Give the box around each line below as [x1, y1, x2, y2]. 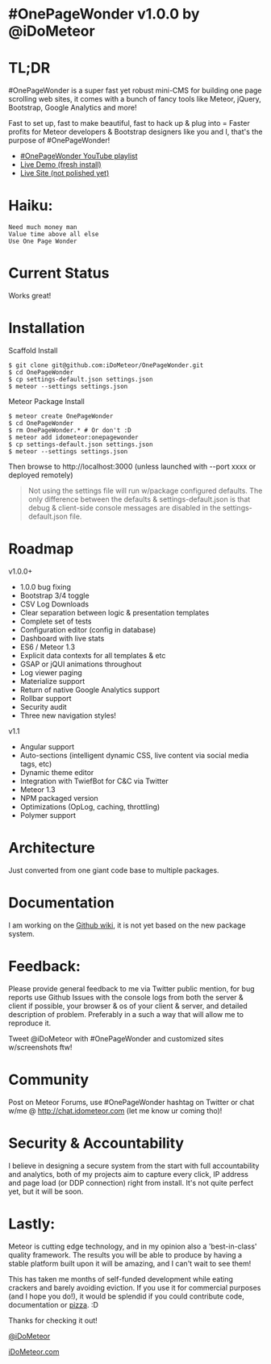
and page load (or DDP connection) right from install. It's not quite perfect [8, 1178, 254, 1187]
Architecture [8, 839, 95, 857]
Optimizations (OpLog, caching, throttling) [19, 802, 161, 811]
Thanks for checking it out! [8, 1316, 98, 1325]
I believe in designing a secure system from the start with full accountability [8, 1161, 260, 1170]
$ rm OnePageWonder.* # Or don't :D [8, 426, 131, 434]
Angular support [19, 741, 75, 751]
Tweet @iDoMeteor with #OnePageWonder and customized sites [8, 1033, 224, 1043]
